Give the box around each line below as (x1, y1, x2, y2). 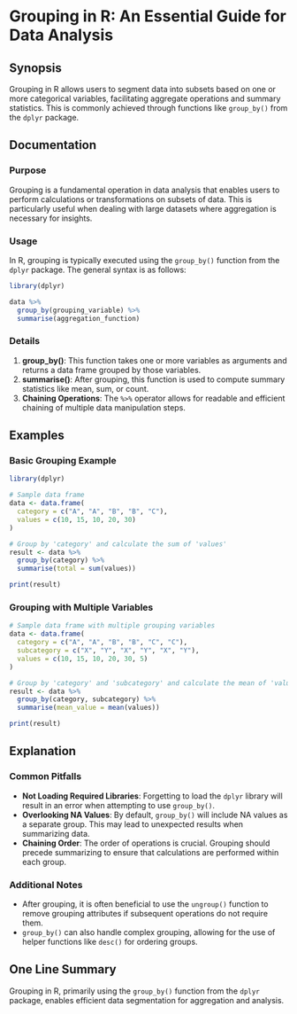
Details (9, 335, 41, 347)
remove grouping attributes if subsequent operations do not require (21, 909, 268, 918)
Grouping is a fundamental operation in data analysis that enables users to (9, 184, 280, 195)
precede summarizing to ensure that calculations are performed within (21, 846, 279, 857)
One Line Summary (9, 962, 117, 977)
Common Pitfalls (9, 770, 82, 783)
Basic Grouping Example (9, 455, 117, 467)
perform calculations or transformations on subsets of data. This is (9, 193, 253, 205)
